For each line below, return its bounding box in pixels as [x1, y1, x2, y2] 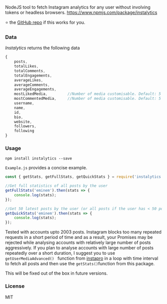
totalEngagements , [14, 73, 52, 78]
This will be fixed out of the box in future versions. [5, 270, 108, 276]
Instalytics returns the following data [5, 45, 81, 51]
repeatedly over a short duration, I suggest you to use [5, 250, 115, 256]
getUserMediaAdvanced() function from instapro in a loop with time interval [5, 255, 159, 261]
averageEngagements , [14, 87, 57, 92]
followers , [14, 124, 37, 129]
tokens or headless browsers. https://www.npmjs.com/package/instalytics [5, 9, 158, 15]
